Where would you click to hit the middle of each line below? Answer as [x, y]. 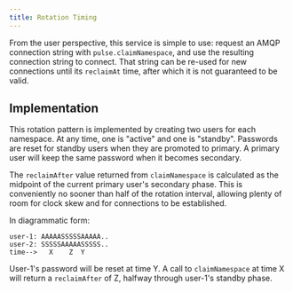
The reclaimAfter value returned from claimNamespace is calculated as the [144, 175]
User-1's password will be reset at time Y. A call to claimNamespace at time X [147, 269]
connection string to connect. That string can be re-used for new [128, 61]
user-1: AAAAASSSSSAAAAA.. [59, 237]
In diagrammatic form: [50, 221]
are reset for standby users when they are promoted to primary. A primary [144, 148]
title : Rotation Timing [53, 17]
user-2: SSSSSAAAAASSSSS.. [59, 245]
